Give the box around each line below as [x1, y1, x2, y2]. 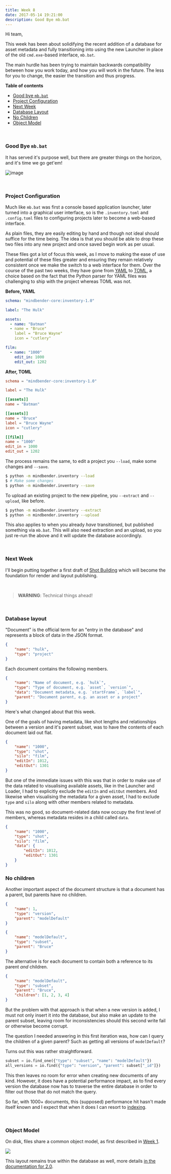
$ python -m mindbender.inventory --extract [5, 508, 102, 513]
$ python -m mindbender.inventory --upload [5, 512, 100, 518]
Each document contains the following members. [5, 665, 108, 672]
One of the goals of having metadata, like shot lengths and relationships [5, 718, 157, 724]
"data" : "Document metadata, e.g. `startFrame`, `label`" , [14, 690, 143, 695]
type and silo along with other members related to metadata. [5, 799, 134, 805]
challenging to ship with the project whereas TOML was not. [5, 278, 132, 285]
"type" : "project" [14, 652, 54, 657]
